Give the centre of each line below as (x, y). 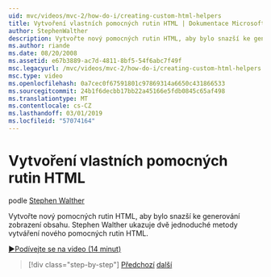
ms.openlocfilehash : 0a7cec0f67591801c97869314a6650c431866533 (117, 83)
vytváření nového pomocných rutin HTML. (79, 233)
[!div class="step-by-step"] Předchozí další (100, 264)
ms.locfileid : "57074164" (52, 121)
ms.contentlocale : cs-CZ (50, 106)
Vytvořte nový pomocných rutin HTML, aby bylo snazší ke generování (124, 216)
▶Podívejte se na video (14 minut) (65, 249)
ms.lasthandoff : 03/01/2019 (56, 114)
